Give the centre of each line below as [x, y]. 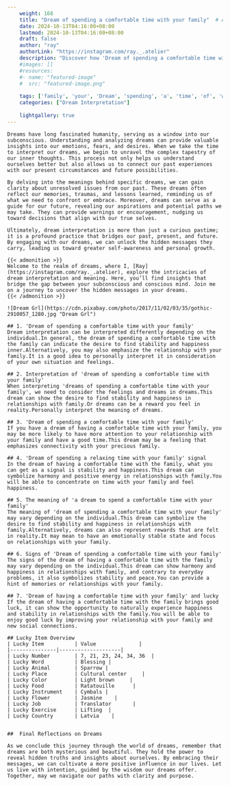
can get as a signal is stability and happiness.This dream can [101, 470]
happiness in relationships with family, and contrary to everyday [105, 572]
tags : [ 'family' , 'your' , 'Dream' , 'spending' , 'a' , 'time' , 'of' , [118, 97]
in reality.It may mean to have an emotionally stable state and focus [111, 536]
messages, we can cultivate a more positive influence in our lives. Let [115, 764]
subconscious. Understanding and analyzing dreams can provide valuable [113, 140]
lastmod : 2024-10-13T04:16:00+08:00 [72, 33]
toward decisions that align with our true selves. [82, 218]
